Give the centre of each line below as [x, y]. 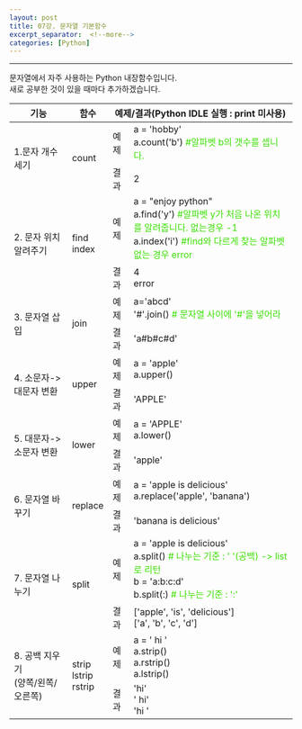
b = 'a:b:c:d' [159, 581]
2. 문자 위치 [37, 238]
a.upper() [153, 374]
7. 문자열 [32, 579]
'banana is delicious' [177, 521]
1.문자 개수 [36, 152]
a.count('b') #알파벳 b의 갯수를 [196, 142]
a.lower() [153, 436]
